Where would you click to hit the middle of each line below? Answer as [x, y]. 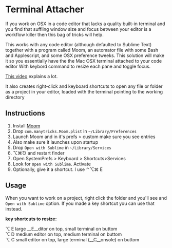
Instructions [25, 113]
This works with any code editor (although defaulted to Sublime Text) [79, 44]
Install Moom [26, 126]
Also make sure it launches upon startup [55, 142]
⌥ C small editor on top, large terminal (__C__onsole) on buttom [72, 239]
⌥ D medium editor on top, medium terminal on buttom [64, 234]
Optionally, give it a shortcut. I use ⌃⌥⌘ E [58, 169]
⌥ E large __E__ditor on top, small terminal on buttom [61, 228]
